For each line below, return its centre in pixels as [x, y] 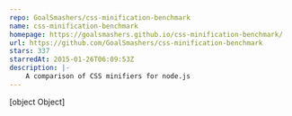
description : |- [40, 68]
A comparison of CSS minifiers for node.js [108, 76]
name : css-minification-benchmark [74, 26]
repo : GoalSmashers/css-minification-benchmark [100, 18]
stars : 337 [30, 51]
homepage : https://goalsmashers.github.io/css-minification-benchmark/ [146, 34]
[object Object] [37, 102]
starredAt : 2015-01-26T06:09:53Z [72, 59]
